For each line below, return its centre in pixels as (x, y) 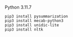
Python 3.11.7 (18, 7)
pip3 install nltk (24, 29)
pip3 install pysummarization (36, 16)
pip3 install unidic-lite (32, 25)
